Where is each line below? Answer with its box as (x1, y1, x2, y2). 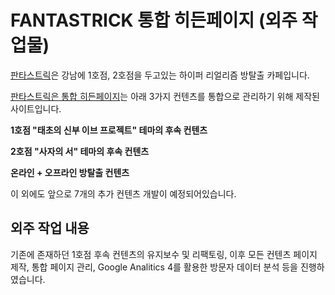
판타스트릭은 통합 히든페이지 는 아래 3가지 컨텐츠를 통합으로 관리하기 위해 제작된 (10, 90, 320, 102)
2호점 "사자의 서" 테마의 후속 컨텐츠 (10, 145, 150, 157)
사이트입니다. (10, 102, 62, 115)
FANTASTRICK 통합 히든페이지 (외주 (10, 9, 298, 32)
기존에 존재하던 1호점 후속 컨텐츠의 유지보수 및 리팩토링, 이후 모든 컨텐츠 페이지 (10, 248, 318, 260)
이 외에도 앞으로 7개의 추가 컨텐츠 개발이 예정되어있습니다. (10, 187, 237, 200)
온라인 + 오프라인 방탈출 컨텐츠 (10, 166, 130, 178)
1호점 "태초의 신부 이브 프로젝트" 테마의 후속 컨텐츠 (10, 124, 208, 136)
